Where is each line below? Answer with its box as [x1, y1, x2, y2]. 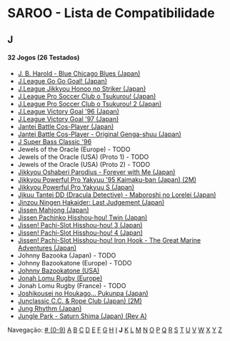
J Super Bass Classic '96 [17, 137, 91, 146]
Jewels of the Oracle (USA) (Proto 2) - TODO [17, 160, 151, 168]
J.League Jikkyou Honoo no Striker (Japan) [17, 84, 146, 93]
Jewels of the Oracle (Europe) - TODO [17, 145, 131, 153]
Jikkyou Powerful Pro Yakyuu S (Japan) [17, 183, 134, 191]
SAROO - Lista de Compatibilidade [7, 5, 216, 21]
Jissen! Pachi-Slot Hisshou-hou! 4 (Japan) [17, 228, 143, 237]
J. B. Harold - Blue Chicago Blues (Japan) [17, 69, 141, 78]
